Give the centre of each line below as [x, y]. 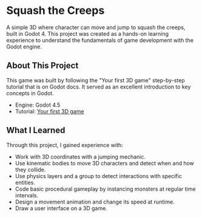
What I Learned [36, 130]
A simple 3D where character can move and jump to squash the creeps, [96, 27]
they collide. [30, 170]
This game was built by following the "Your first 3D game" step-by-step [96, 80]
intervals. [27, 195]
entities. [25, 182]
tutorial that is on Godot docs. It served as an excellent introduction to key [99, 87]
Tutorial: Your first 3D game [49, 111]
